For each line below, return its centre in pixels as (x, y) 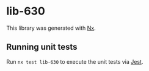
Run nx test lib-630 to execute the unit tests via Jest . (75, 61)
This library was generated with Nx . (51, 28)
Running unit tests (42, 47)
